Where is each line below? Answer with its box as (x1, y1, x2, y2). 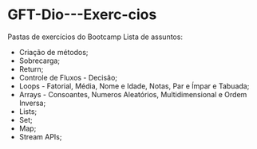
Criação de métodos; (18, 47, 89, 57)
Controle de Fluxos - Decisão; (18, 73, 117, 82)
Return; (18, 64, 44, 73)
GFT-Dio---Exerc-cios (7, 6, 157, 24)
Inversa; (18, 98, 46, 108)
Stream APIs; (18, 131, 62, 141)
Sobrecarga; (18, 56, 61, 65)
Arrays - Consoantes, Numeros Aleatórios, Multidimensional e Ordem (18, 89, 247, 99)
